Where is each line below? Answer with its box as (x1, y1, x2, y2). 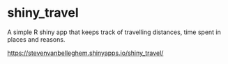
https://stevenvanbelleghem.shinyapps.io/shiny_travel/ (7, 49, 164, 57)
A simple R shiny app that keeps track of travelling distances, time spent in (7, 28, 221, 36)
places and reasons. (7, 35, 66, 43)
